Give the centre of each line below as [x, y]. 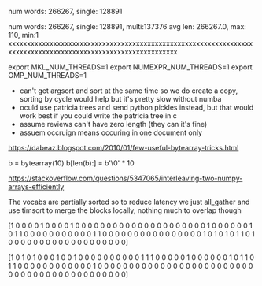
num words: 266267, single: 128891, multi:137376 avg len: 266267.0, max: [127, 26]
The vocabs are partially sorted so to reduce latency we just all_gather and [129, 202]
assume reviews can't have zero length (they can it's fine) [113, 124]
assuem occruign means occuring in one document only [111, 132]
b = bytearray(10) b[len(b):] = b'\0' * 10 [72, 163]
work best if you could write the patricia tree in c [98, 116]
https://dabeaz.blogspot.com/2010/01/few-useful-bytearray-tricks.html [124, 148]
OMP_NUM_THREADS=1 [47, 75]
